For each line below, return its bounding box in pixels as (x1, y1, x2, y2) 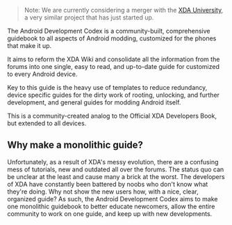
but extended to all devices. (7, 119, 87, 127)
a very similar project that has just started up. (24, 13, 154, 22)
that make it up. (7, 42, 52, 49)
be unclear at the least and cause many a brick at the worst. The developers (7, 172, 225, 180)
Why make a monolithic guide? (7, 139, 144, 151)
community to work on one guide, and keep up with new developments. (7, 209, 213, 218)
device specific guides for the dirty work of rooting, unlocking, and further (7, 91, 220, 99)
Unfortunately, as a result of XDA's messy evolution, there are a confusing (7, 157, 219, 166)
